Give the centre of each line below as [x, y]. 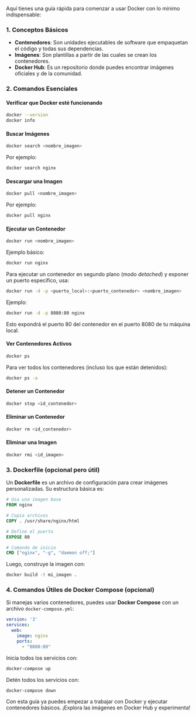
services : [18, 625]
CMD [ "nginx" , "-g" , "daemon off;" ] [51, 553]
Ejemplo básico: [25, 252]
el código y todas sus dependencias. [59, 49]
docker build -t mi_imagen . [42, 575]
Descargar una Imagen [34, 181]
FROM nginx [19, 505]
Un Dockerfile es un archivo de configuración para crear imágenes [87, 482]
